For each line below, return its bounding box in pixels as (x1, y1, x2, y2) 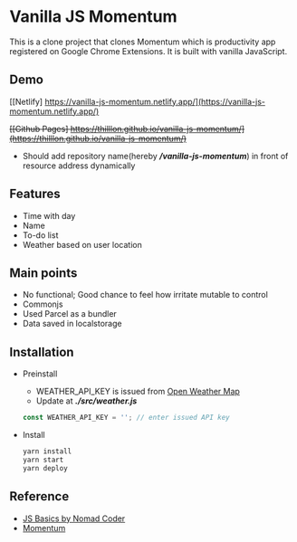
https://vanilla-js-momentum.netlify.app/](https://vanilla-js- (44, 96, 265, 107)
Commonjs (22, 299, 63, 309)
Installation (9, 344, 74, 359)
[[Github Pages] (9, 123, 69, 134)
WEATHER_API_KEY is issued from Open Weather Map (35, 386, 240, 397)
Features (9, 186, 61, 202)
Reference (9, 489, 70, 504)
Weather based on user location (22, 239, 142, 250)
